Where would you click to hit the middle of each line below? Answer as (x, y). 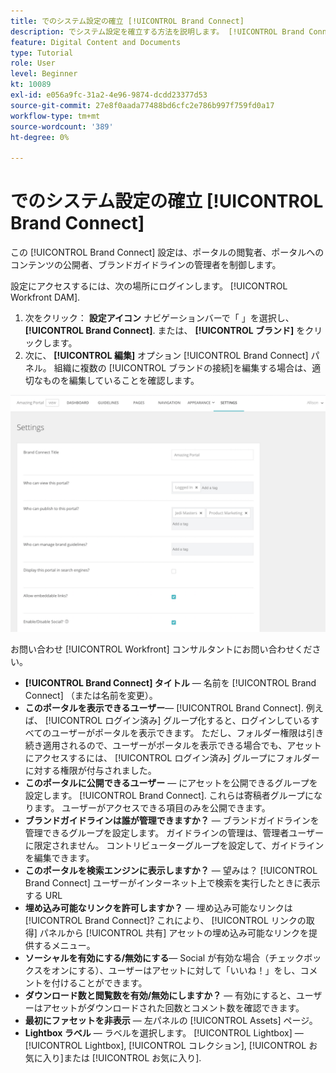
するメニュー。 (64, 946)
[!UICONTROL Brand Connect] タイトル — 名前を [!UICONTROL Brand (170, 683)
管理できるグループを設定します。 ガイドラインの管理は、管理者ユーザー (174, 833)
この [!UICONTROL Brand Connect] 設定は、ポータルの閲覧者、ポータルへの (167, 252)
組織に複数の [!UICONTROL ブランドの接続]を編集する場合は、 (183, 368)
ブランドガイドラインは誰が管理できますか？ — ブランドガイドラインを (172, 821)
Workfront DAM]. (45, 297)
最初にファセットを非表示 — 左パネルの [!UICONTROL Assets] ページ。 (171, 1021)
